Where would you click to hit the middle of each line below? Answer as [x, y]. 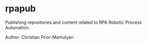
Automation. [18, 27]
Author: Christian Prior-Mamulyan [39, 37]
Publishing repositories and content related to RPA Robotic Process [73, 22]
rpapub [21, 9]
